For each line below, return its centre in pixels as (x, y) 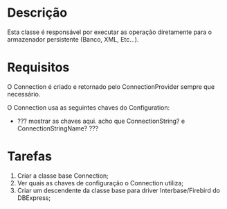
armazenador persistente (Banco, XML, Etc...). (73, 39)
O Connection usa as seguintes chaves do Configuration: (89, 107)
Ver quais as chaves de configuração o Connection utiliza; (100, 183)
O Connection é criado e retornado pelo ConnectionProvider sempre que (111, 86)
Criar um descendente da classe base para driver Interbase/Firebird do (118, 190)
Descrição (37, 13)
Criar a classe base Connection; (63, 176)
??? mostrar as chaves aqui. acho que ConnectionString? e (101, 121)
